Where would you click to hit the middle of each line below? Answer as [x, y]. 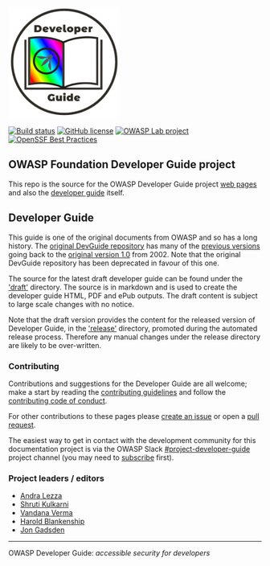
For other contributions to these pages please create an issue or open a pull [134, 416]
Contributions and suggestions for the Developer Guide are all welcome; [128, 383]
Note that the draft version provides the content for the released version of [132, 319]
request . [22, 424]
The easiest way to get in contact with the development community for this [132, 440]
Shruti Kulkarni [44, 504]
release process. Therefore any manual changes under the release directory [135, 337]
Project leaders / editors [56, 478]
